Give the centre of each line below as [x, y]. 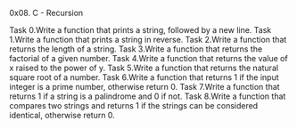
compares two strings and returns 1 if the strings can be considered [134, 105]
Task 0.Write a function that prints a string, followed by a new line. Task [140, 30]
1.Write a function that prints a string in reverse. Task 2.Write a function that [148, 40]
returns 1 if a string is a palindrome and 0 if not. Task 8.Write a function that [148, 96]
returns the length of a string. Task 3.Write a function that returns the [136, 49]
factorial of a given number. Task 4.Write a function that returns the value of [148, 58]
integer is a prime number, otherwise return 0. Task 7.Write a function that [144, 87]
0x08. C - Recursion [46, 13]
